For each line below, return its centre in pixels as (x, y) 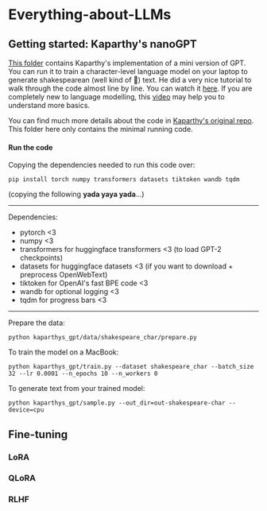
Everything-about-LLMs (90, 15)
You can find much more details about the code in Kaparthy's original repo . (131, 120)
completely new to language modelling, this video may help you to (116, 97)
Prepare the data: (37, 323)
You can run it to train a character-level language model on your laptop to (128, 72)
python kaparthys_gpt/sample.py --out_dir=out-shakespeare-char (117, 403)
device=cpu (26, 410)
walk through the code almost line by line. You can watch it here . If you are (130, 88)
